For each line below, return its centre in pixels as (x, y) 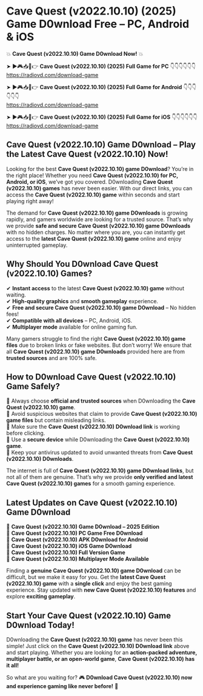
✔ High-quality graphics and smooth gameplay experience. (82, 301)
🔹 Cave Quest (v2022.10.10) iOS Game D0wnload (69, 546)
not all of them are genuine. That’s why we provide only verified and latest (100, 477)
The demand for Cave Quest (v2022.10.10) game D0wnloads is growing (97, 213)
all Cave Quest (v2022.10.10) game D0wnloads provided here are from (95, 351)
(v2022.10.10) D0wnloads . (40, 459)
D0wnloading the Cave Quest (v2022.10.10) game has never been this (95, 640)
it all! (13, 665)
